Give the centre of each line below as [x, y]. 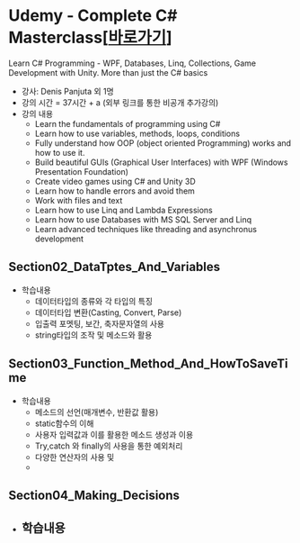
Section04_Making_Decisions [94, 495]
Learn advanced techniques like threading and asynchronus [146, 229]
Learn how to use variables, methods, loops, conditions [137, 133]
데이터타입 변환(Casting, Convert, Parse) [108, 312]
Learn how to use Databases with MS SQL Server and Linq [143, 219]
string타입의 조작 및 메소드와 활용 [93, 335]
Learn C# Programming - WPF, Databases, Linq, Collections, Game [132, 63]
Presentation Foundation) [82, 171]
